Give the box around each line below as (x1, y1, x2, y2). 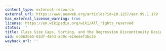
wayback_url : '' (5, 39, 39, 44)
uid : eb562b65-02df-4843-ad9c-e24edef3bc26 (5, 34, 96, 39)
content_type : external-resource (5, 7, 74, 12)
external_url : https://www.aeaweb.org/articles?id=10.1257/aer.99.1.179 (5, 12, 158, 17)
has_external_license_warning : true (5, 16, 81, 21)
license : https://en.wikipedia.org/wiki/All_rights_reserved (5, 20, 134, 26)
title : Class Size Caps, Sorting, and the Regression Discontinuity (5, 30, 149, 34)
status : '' (5, 25, 28, 30)
